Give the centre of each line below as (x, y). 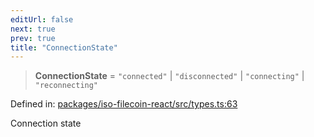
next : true (33, 29)
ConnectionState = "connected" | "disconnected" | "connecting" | (169, 76)
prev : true (33, 38)
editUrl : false (42, 19)
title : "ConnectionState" (64, 47)
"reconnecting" (66, 86)
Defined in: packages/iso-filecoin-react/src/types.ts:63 (124, 104)
